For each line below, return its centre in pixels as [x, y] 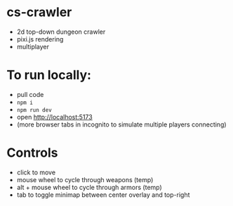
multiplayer [33, 46]
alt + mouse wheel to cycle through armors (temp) [89, 187]
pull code [30, 94]
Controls [32, 153]
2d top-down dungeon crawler [61, 32]
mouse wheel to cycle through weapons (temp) [85, 179]
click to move [36, 172]
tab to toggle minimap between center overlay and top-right [103, 195]
